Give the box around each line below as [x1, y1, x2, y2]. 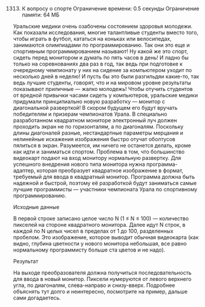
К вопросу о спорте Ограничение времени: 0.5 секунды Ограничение [21, 5, 200, 12]
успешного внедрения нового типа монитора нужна [13, 161, 145, 168]
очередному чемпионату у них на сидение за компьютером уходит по [13, 67, 192, 73]
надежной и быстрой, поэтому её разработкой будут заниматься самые [13, 179, 197, 187]
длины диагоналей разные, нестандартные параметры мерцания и [13, 129, 183, 136]
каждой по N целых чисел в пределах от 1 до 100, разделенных [13, 227, 174, 234]
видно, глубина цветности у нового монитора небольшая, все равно [13, 240, 187, 247]
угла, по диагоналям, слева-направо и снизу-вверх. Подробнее [13, 282, 175, 289]
